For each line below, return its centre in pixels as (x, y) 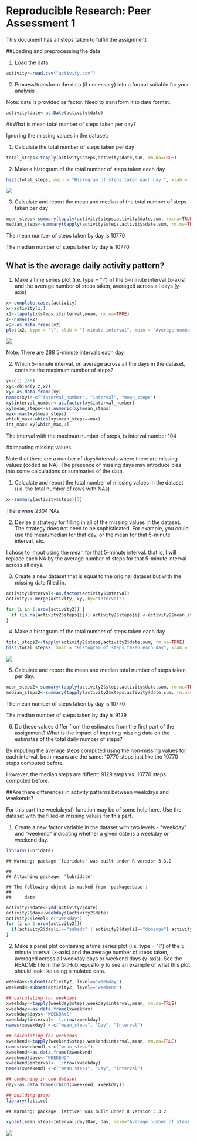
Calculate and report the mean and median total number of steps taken (100, 670)
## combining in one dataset (42, 1079)
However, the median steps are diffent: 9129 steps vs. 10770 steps (86, 774)
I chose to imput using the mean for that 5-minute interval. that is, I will (91, 552)
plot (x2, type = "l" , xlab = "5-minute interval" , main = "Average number (99, 330)
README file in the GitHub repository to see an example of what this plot (102, 965)
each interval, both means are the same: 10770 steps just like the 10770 (92, 756)
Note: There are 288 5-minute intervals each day (65, 353)
